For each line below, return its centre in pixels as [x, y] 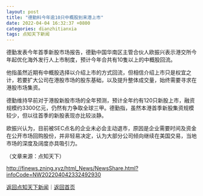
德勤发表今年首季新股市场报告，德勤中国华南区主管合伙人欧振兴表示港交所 [99, 52]
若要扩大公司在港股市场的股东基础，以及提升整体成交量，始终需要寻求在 [107, 80]
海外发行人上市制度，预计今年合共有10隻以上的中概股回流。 [101, 60]
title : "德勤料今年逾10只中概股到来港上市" [55, 17]
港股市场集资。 [25, 87]
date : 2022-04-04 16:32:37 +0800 [48, 23]
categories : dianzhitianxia [42, 29]
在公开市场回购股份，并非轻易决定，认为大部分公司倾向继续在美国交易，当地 [101, 136]
